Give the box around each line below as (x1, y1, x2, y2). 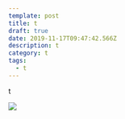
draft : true (8, 27, 48, 35)
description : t (8, 42, 60, 50)
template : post (8, 11, 60, 20)
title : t (8, 19, 38, 27)
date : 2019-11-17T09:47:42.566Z (8, 34, 117, 43)
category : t (8, 49, 48, 57)
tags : (8, 57, 27, 65)
